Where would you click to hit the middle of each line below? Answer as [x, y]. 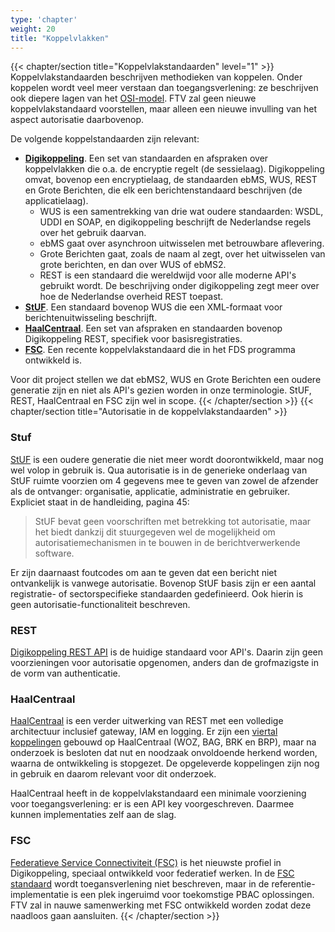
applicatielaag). [56, 201]
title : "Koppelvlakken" [60, 38]
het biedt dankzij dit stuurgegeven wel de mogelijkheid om [155, 532]
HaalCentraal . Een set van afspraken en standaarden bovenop [153, 328]
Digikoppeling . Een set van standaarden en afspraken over [146, 158]
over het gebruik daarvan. [93, 233]
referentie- [293, 883]
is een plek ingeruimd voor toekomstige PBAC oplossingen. [193, 894]
